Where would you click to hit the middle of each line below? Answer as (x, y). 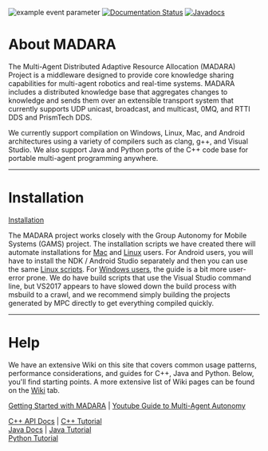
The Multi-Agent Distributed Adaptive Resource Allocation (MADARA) (122, 66)
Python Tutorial (33, 437)
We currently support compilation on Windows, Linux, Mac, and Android (127, 132)
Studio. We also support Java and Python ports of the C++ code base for (128, 149)
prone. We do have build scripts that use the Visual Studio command (139, 277)
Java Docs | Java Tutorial (50, 429)
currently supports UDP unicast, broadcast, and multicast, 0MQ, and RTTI (130, 108)
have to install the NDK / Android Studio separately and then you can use (128, 261)
